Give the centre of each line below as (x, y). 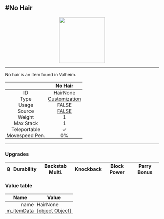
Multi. (55, 172)
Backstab (56, 166)
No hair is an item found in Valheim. (41, 74)
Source (26, 111)
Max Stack (26, 123)
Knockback (88, 169)
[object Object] (54, 211)
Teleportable (26, 129)
